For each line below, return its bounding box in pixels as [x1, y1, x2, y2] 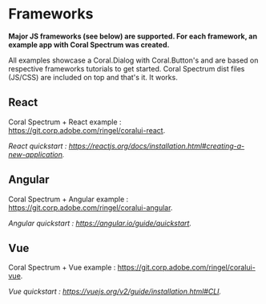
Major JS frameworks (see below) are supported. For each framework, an [8, 31, 258, 41]
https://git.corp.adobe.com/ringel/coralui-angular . [8, 202, 173, 213]
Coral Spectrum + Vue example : [8, 262, 116, 273]
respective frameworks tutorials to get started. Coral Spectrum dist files [8, 63, 245, 73]
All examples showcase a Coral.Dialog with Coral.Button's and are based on [8, 55, 259, 65]
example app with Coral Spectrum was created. [8, 39, 170, 49]
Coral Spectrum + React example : [8, 117, 122, 127]
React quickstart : [8, 141, 67, 151]
